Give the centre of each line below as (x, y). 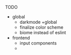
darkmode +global (38, 22)
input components (38, 43)
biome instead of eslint (43, 32)
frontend (21, 38)
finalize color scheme (41, 27)
